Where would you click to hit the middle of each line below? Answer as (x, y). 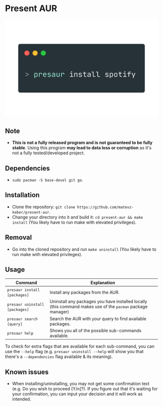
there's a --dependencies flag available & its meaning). (59, 357)
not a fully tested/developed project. (48, 153)
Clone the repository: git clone (43, 207)
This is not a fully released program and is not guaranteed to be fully (82, 143)
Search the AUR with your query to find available (98, 319)
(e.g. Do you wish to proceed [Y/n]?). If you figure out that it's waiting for (85, 389)
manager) (59, 312)
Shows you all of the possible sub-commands (96, 330)
